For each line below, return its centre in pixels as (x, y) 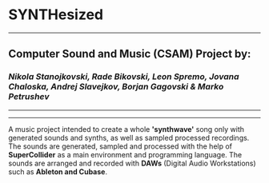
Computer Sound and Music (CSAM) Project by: (130, 54)
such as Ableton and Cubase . (58, 171)
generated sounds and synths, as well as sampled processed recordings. (129, 137)
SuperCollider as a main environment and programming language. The (125, 154)
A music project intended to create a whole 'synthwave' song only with (126, 129)
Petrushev (29, 97)
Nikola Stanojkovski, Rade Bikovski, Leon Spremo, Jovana (124, 77)
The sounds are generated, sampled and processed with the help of (120, 146)
